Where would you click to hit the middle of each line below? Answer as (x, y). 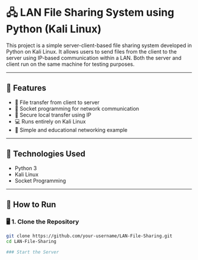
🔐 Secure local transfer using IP (53, 115)
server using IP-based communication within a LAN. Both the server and (94, 58)
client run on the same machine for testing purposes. (70, 64)
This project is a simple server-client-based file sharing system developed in (99, 45)
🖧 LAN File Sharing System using (90, 13)
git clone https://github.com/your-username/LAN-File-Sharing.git (89, 236)
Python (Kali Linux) (54, 29)
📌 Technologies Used (46, 154)
